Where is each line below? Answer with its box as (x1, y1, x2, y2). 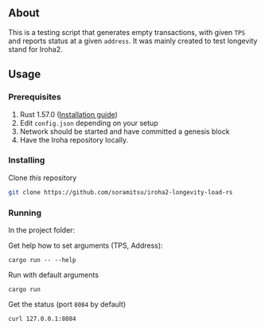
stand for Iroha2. (8, 44, 63, 54)
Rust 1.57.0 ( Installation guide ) (19, 109, 118, 119)
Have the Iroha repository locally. (19, 135, 129, 144)
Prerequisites (8, 92, 61, 103)
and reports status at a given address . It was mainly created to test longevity (8, 36, 258, 45)
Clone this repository (8, 173, 77, 182)
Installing (8, 155, 45, 166)
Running (8, 207, 42, 218)
